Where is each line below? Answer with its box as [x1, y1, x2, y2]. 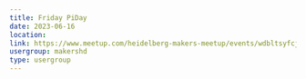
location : [9, 30, 47, 39]
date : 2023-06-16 [9, 22, 76, 31]
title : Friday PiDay [9, 13, 88, 23]
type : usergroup [9, 55, 71, 64]
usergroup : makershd [9, 47, 88, 56]
